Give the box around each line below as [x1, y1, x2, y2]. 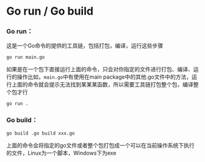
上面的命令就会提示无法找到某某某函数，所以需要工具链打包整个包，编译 [11, 81, 193, 88]
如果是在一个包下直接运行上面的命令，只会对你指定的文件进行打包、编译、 [6, 66, 193, 73]
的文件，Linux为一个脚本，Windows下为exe [6, 149, 117, 157]
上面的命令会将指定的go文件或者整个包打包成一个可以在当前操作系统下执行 [6, 141, 195, 149]
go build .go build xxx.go [6, 130, 75, 136]
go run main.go [6, 54, 45, 60]
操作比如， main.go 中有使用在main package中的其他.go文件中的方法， [16, 73, 192, 80]
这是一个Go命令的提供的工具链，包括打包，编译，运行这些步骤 [6, 42, 164, 49]
